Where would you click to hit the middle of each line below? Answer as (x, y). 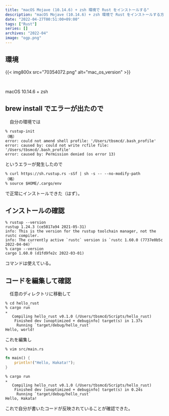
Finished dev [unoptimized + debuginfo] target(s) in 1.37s (78, 321)
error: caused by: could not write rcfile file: (57, 145)
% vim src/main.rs (24, 349)
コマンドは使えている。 (29, 263)
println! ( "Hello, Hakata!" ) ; (45, 363)
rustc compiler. (22, 236)
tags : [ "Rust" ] (21, 24)
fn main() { (18, 358)
